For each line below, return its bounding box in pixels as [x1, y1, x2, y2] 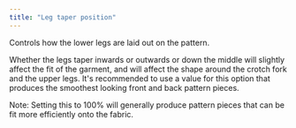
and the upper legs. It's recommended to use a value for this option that [9, 72, 271, 84]
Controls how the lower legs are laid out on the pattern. [9, 37, 210, 48]
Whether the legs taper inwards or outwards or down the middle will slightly [9, 54, 285, 64]
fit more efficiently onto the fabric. [9, 109, 134, 119]
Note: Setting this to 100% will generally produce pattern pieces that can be [9, 99, 285, 110]
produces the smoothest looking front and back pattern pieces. [9, 82, 240, 93]
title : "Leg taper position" [9, 12, 117, 22]
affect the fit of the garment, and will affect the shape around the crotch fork [9, 64, 287, 74]
